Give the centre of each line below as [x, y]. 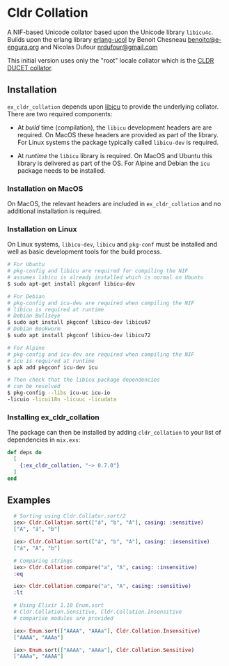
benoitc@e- [205, 39]
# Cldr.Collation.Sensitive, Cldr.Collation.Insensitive [98, 612]
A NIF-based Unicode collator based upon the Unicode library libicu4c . [110, 32]
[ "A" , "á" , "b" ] [37, 529]
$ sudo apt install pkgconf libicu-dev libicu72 [79, 336]
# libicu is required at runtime [56, 309]
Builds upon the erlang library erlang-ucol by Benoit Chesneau [97, 39]
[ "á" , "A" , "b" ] [37, 548]
